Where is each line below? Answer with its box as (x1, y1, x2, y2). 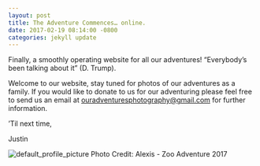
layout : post (8, 11, 51, 20)
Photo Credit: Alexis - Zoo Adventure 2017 (90, 149, 228, 159)
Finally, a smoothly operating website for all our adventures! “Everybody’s (8, 55, 247, 65)
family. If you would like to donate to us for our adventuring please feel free (8, 87, 252, 97)
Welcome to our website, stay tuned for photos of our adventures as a (8, 79, 236, 88)
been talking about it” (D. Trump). (8, 64, 117, 73)
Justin (8, 135, 28, 144)
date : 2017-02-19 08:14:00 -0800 (8, 26, 118, 34)
